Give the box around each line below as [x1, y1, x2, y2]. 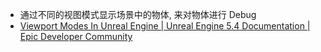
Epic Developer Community [19, 31, 133, 42]
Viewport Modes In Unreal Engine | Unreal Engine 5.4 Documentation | [19, 20, 311, 32]
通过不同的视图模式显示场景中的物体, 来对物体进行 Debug [19, 9, 257, 20]
